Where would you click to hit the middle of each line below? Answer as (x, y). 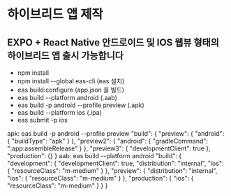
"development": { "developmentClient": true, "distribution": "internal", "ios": (115, 163)
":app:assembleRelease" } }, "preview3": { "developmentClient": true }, (109, 148)
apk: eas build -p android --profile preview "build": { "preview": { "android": (116, 133)
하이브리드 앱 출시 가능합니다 (66, 56)
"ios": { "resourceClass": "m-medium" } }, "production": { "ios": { (100, 178)
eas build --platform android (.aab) (67, 98)
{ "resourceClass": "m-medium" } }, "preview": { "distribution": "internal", (112, 171)
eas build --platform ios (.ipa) (60, 112)
